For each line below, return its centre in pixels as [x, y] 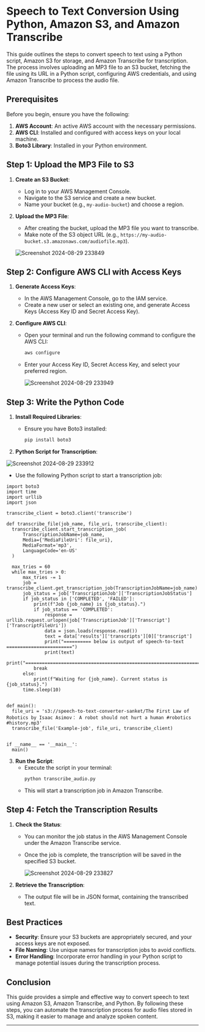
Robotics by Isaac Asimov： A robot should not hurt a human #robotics [99, 717]
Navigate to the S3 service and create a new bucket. [90, 197]
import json [21, 503]
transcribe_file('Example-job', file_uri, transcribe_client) [92, 728]
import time [21, 492]
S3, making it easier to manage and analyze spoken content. [82, 1017]
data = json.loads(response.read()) [91, 631]
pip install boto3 [48, 440]
